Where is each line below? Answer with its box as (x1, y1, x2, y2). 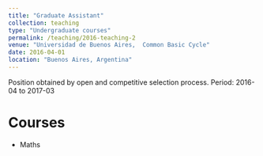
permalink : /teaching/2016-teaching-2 (8, 33, 136, 42)
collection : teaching (8, 19, 80, 27)
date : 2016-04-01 (8, 48, 66, 56)
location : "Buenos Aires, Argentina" (8, 56, 133, 64)
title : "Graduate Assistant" (8, 11, 104, 20)
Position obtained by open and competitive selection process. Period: (8, 77, 235, 87)
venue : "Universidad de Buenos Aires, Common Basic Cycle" (8, 41, 211, 49)
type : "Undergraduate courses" (8, 26, 111, 34)
